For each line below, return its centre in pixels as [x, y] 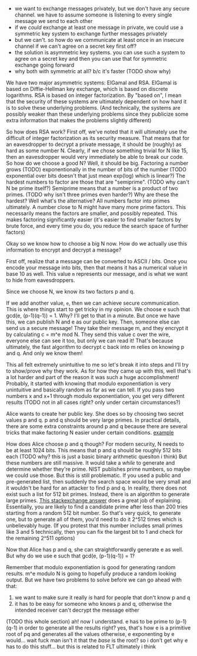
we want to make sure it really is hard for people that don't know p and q [102, 598]
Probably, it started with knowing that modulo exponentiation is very [89, 384]
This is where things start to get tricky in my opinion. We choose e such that [98, 309]
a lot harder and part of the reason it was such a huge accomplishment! [93, 377]
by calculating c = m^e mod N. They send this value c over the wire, [88, 334]
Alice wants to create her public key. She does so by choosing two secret [95, 414]
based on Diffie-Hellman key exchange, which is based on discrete [87, 89]
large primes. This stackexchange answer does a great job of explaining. [94, 500]
